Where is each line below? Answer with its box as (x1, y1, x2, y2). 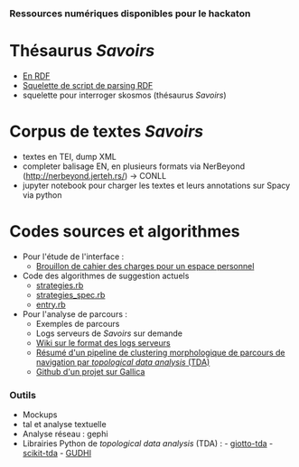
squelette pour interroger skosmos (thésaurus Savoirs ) (22, 89, 228, 100)
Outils (9, 388, 36, 401)
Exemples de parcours (35, 318, 120, 329)
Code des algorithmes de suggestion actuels (22, 270, 190, 281)
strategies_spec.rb (35, 289, 106, 300)
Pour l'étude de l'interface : (22, 251, 125, 262)
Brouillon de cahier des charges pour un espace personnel (35, 260, 255, 271)
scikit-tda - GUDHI (22, 448, 92, 459)
